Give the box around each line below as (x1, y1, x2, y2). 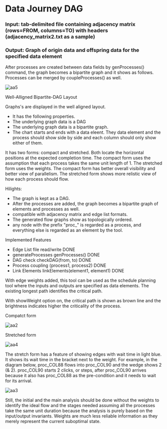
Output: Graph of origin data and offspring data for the (5, 47, 140, 54)
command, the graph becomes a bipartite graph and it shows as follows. (5, 69, 154, 75)
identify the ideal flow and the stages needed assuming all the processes (5, 403, 156, 409)
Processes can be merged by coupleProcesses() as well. (5, 75, 122, 81)
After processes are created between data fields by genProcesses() (5, 64, 145, 70)
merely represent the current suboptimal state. (5, 419, 101, 425)
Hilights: (5, 186, 22, 192)
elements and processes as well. (12, 206, 80, 212)
